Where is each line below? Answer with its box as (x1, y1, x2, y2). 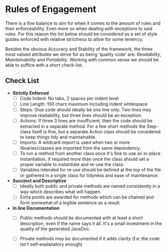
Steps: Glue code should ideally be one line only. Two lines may (20, 107, 151, 113)
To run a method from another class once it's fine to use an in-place (20, 150, 161, 156)
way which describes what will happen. (20, 189, 102, 195)
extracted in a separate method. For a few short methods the (20, 123, 146, 129)
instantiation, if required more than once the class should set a (20, 156, 149, 162)
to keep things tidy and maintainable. (20, 134, 97, 140)
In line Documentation (12, 205, 60, 211)
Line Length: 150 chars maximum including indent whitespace (20, 101, 148, 107)
